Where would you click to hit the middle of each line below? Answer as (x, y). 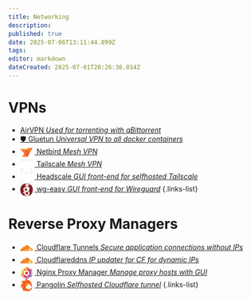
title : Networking (39, 17)
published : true (35, 34)
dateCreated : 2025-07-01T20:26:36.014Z (75, 68)
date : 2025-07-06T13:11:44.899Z (62, 42)
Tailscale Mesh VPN (69, 164)
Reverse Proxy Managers (93, 224)
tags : (17, 51)
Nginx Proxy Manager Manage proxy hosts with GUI (122, 272)
